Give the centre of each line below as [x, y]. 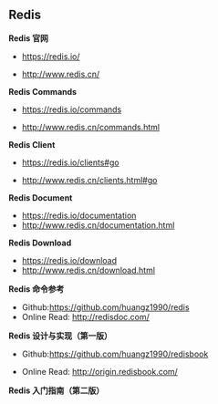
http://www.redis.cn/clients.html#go [89, 180]
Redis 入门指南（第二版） [57, 390]
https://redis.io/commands [72, 109]
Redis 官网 [29, 38]
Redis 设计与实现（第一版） [61, 336]
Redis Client [32, 144]
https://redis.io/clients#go [70, 162]
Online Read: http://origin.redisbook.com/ [100, 371]
